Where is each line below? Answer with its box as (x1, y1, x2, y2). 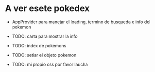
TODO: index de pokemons (12, 43, 67, 48)
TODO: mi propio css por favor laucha (12, 61, 88, 67)
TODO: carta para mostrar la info (12, 33, 78, 39)
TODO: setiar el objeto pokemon (12, 52, 77, 58)
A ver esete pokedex (5, 3, 90, 14)
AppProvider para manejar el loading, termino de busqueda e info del (12, 19, 151, 25)
